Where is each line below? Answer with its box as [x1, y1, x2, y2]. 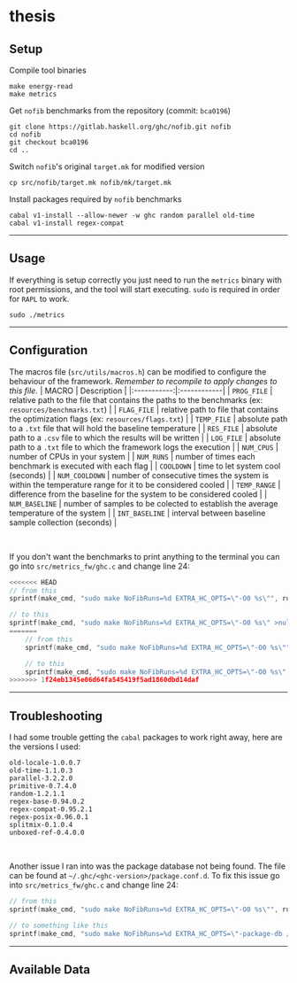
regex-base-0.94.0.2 [9, 797, 86, 807]
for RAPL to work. [9, 293, 70, 304]
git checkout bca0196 [9, 138, 89, 147]
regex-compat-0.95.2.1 [9, 805, 93, 814]
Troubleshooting [9, 708, 103, 724]
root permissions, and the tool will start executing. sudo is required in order [9, 283, 280, 294]
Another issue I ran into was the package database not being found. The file [9, 861, 286, 871]
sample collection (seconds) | [9, 516, 118, 528]
